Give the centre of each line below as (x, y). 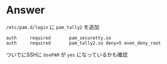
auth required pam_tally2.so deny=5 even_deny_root (83, 43)
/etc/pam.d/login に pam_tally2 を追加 (53, 27)
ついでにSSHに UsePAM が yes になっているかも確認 (67, 54)
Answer (25, 10)
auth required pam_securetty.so (59, 38)
